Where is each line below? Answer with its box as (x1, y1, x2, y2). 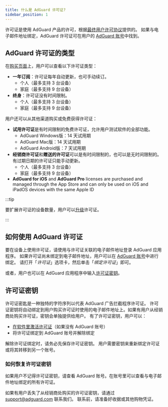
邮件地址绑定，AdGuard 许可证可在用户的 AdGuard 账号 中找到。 (9, 33, 142, 39)
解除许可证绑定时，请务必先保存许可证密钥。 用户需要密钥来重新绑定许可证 (5, 340, 160, 346)
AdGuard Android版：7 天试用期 (19, 145, 86, 151)
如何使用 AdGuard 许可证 (5, 232, 83, 241)
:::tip (5, 196, 14, 202)
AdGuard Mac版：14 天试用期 (19, 139, 81, 145)
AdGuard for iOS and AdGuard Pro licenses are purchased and (12, 176, 143, 182)
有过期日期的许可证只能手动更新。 (12, 158, 83, 164)
